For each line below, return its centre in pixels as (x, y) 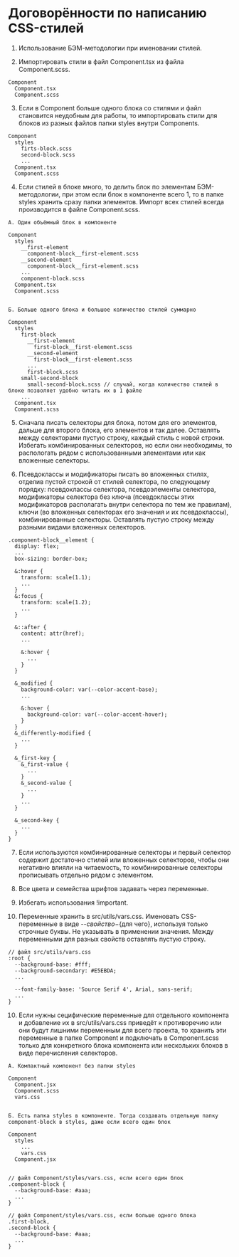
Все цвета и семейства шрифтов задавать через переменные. (113, 888)
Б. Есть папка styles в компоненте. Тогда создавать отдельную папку (113, 1115)
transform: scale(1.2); (56, 602)
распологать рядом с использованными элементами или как (112, 453)
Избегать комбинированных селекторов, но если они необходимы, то (125, 445)
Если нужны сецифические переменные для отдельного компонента (124, 1015)
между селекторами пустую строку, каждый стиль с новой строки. (121, 437)
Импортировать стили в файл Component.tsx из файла (101, 61)
